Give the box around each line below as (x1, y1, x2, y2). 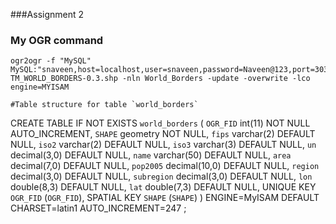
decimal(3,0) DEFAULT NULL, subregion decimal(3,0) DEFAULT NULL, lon (10, 170, 313, 183)
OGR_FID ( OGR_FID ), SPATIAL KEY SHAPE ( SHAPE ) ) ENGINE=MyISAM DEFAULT (10, 192, 320, 204)
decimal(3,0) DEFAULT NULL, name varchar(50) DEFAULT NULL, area (10, 149, 292, 161)
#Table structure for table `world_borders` (10, 100, 199, 110)
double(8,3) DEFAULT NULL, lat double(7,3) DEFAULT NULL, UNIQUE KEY (10, 181, 317, 193)
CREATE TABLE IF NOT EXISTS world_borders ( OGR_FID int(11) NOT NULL (10, 117, 311, 129)
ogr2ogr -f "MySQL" (10, 56, 92, 66)
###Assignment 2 (10, 9, 85, 20)
